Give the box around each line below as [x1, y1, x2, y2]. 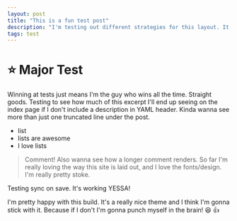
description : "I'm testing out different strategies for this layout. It [7, 23, 230, 30]
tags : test [7, 30, 40, 38]
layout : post [7, 10, 46, 18]
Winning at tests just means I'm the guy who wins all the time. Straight [7, 90, 212, 99]
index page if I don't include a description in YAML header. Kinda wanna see [7, 106, 230, 114]
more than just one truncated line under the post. [7, 113, 151, 121]
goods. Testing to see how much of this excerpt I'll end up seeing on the [7, 98, 218, 106]
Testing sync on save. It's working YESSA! [7, 184, 131, 193]
